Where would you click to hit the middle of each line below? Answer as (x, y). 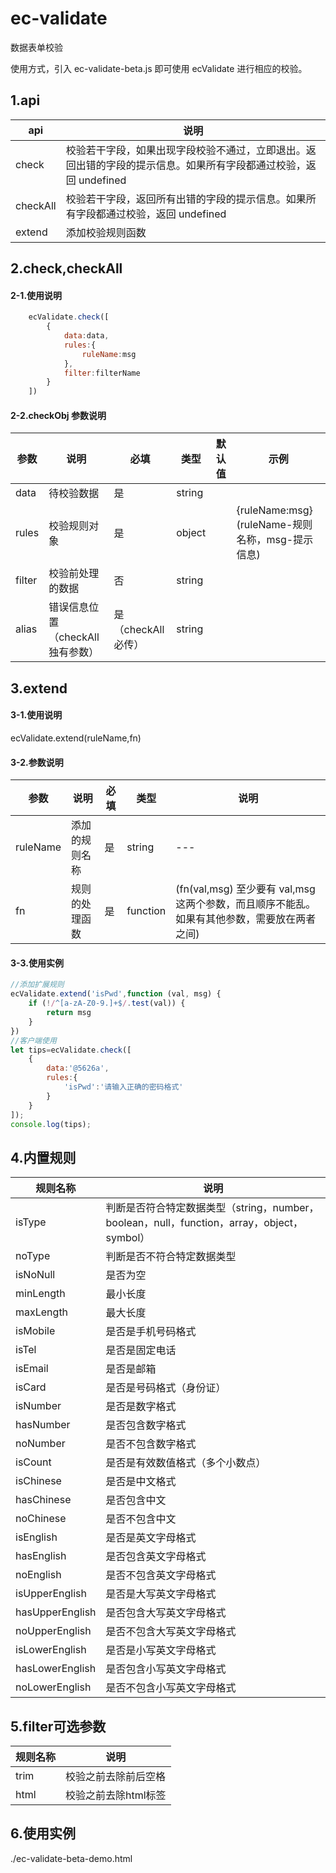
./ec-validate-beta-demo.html (71, 1858)
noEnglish (38, 1575)
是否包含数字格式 (146, 1425)
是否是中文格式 (141, 1482)
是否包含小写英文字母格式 (166, 1669)
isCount (33, 1462)
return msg (69, 1013)
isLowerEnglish (51, 1650)
